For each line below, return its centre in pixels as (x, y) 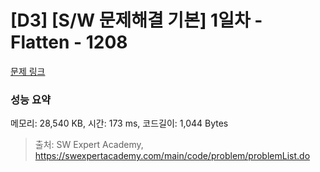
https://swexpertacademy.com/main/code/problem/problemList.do (172, 156)
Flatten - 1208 (69, 42)
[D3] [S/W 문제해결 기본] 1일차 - (136, 20)
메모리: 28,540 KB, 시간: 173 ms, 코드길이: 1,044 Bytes (119, 123)
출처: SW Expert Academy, (89, 145)
